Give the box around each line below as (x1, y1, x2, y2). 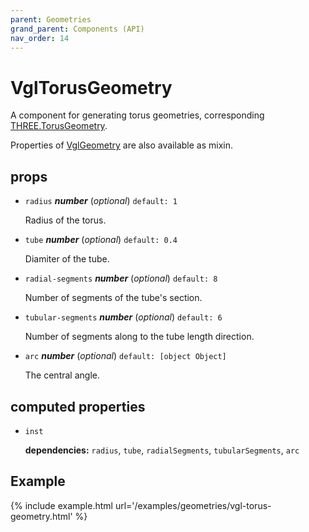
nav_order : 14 (10, 33, 70, 43)
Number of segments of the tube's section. (24, 292, 203, 304)
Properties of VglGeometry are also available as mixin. (10, 139, 233, 151)
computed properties (10, 398, 146, 415)
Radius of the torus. (24, 214, 107, 226)
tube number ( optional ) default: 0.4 (24, 234, 178, 246)
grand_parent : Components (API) (10, 24, 145, 34)
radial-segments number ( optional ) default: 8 (24, 272, 218, 285)
